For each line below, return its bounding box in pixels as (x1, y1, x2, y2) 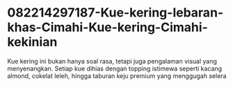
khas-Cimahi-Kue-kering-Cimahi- (7, 19, 209, 35)
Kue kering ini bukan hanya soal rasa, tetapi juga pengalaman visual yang (7, 57, 218, 65)
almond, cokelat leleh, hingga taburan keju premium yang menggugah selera (7, 71, 227, 80)
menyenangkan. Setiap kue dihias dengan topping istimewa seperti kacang (7, 64, 223, 72)
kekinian (7, 35, 58, 50)
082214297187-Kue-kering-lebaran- (7, 5, 224, 21)
